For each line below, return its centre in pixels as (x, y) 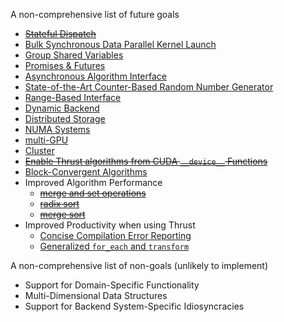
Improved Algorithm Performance (93, 182)
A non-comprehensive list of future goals (95, 14)
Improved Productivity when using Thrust (110, 225)
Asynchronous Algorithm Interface (95, 76)
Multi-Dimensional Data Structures (96, 295)
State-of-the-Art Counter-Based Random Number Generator (149, 87)
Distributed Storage (65, 118)
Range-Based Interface (73, 97)
